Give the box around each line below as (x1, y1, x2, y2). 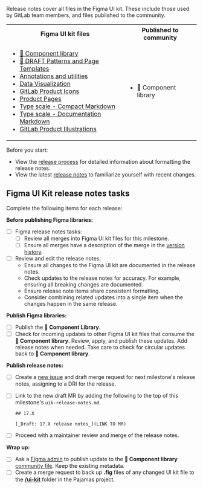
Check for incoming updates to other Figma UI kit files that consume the (14, 331, 195, 338)
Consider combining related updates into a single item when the (24, 294, 183, 301)
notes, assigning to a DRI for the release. (14, 380, 117, 387)
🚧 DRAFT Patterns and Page (19, 57, 100, 65)
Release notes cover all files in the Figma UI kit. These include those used (6, 5, 190, 12)
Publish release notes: (6, 362, 63, 369)
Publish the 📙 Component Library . (14, 323, 101, 331)
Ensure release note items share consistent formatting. (24, 287, 161, 295)
